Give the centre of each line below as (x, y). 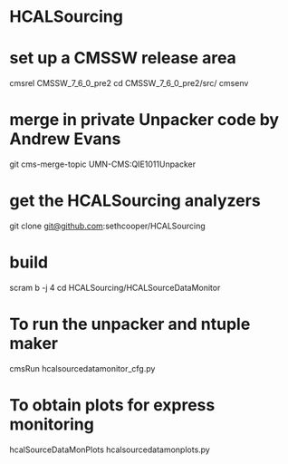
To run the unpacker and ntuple (130, 324)
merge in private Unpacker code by (144, 120)
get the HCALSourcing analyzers (135, 201)
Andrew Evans (65, 139)
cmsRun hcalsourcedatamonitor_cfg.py (82, 368)
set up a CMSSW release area (123, 58)
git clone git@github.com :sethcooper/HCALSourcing (107, 226)
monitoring (52, 425)
